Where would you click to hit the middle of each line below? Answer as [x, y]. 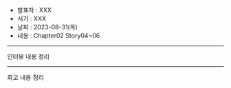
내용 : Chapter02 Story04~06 [58, 35]
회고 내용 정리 [26, 77]
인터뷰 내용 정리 [29, 56]
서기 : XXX [32, 18]
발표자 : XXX [34, 10]
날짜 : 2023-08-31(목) [47, 27]
